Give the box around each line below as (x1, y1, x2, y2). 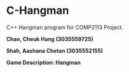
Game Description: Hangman (6, 59, 81, 66)
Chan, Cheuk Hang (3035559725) (6, 35, 94, 42)
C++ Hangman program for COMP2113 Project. (6, 24, 124, 31)
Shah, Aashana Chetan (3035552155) (6, 47, 103, 54)
